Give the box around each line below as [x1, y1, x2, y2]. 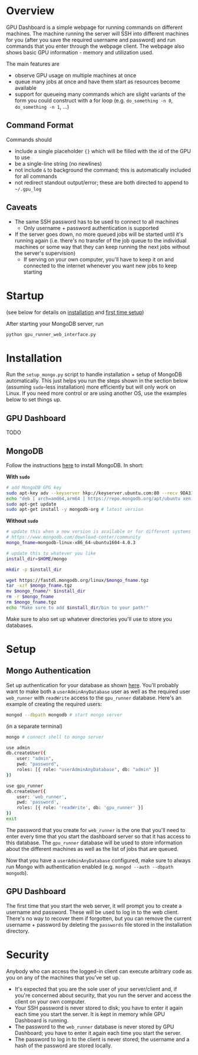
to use [14, 154, 31, 161]
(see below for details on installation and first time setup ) [6, 309, 144, 316]
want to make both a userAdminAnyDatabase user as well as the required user [6, 688, 190, 695]
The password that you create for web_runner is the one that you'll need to [6, 826, 186, 833]
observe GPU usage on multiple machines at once [14, 72, 137, 79]
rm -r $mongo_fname [6, 594, 54, 600]
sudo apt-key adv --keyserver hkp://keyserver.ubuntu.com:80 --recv [6, 490, 178, 496]
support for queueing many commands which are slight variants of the [14, 90, 186, 98]
